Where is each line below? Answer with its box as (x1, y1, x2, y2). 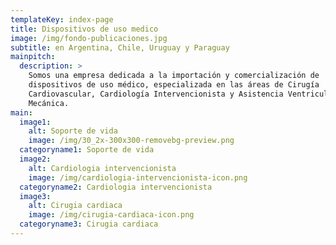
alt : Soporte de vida (28, 126, 118, 136)
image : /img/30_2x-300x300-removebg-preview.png (28, 136, 235, 146)
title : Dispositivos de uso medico (10, 24, 159, 34)
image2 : (19, 154, 52, 164)
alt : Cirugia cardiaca (28, 201, 123, 211)
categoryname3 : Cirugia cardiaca (19, 219, 159, 230)
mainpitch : (10, 52, 56, 62)
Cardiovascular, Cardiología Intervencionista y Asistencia (28, 89, 284, 99)
